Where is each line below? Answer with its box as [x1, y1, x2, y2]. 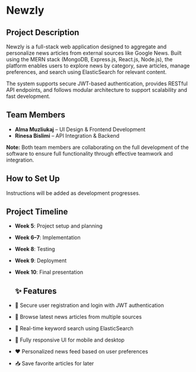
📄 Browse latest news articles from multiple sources [14, 314, 142, 321]
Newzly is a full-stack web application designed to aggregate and [6, 43, 167, 50]
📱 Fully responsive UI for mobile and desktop [14, 336, 125, 343]
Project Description [6, 27, 80, 38]
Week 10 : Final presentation [14, 269, 84, 276]
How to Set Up [6, 173, 60, 184]
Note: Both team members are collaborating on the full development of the [6, 144, 189, 151]
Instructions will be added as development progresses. [6, 189, 141, 197]
